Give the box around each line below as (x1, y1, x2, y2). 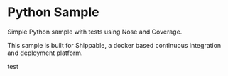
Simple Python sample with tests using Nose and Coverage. (7, 27, 183, 36)
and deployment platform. (7, 49, 83, 57)
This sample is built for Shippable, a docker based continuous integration (7, 41, 222, 49)
